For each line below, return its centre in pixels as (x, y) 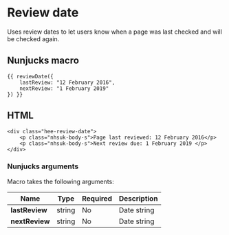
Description (138, 199)
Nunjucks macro (43, 61)
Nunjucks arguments (43, 166)
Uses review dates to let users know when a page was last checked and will (115, 32)
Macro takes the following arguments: (61, 181)
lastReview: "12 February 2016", (67, 82)
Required (97, 199)
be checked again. (33, 38)
